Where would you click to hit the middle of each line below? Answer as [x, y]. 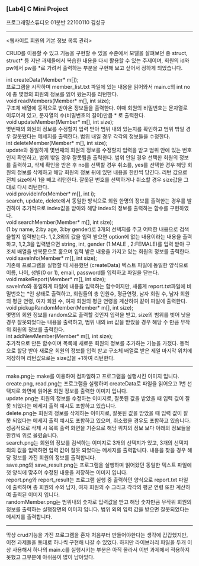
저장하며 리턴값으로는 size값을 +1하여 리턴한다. [61, 358]
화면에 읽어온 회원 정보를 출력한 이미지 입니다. [75, 391]
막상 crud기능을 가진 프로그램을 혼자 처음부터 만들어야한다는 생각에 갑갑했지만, [97, 535]
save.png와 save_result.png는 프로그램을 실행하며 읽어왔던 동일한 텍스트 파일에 [99, 465]
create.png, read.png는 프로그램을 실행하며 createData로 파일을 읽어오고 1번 [96, 384]
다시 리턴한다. [33, 187]
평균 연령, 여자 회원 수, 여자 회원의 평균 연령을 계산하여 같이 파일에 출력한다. [100, 301]
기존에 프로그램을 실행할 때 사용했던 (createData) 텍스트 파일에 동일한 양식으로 [97, 265]
